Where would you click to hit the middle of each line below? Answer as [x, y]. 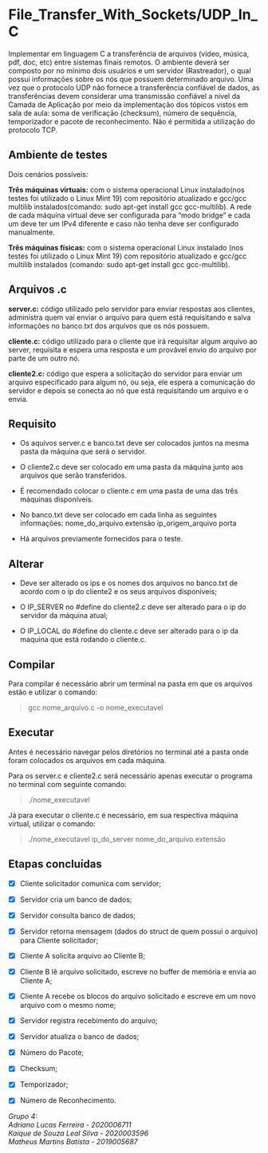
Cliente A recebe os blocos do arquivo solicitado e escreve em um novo [138, 996]
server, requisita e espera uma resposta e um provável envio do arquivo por [132, 349]
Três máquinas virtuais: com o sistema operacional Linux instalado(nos [126, 190]
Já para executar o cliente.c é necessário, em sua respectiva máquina [123, 815]
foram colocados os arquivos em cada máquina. [87, 760]
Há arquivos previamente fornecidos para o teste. [101, 539]
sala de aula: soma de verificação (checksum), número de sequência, [122, 112]
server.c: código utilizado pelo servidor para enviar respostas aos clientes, [132, 309]
